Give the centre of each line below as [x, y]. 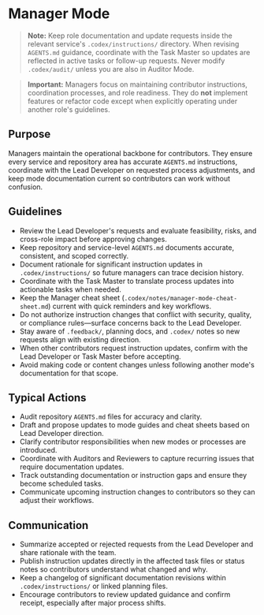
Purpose [30, 134]
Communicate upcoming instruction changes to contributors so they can [137, 492]
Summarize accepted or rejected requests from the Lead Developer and [136, 544]
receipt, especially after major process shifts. [93, 603]
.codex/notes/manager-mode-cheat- [181, 298]
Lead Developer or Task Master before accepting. [100, 356]
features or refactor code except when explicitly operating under [132, 101]
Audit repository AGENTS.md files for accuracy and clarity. [111, 417]
